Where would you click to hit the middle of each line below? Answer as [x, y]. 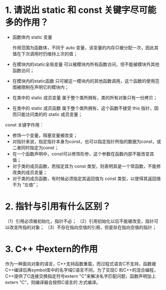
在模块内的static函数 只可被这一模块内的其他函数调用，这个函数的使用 [83, 81]
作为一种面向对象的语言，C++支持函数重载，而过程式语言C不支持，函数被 [81, 264]
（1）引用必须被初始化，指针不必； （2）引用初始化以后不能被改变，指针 [80, 221]
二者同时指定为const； [35, 147]
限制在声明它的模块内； [45, 87]
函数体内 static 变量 [32, 37]
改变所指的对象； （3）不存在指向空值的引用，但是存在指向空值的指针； [83, 227]
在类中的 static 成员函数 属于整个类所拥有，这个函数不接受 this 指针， [83, 108]
